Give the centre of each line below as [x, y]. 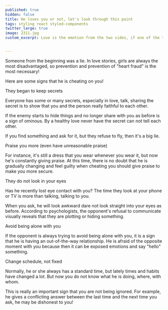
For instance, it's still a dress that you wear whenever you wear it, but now [82, 155]
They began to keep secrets [34, 91]
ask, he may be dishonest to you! [39, 302]
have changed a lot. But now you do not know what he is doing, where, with [83, 276]
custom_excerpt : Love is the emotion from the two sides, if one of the [82, 38]
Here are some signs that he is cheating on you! [54, 81]
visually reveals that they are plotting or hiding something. [65, 216]
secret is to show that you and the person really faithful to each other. [77, 106]
